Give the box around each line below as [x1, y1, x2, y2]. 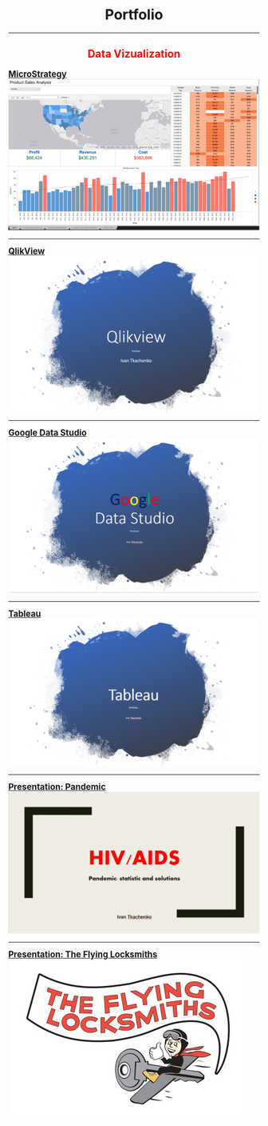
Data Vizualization [87, 47, 181, 61]
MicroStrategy [8, 68, 67, 79]
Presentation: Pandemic [8, 782, 106, 793]
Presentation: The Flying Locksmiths [8, 948, 158, 960]
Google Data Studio [8, 427, 88, 439]
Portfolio [104, 6, 164, 24]
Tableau [8, 608, 41, 619]
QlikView [8, 246, 45, 257]
